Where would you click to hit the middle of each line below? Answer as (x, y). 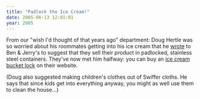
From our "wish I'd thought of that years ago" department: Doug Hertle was (100, 40)
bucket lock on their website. (42, 65)
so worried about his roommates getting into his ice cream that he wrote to (98, 46)
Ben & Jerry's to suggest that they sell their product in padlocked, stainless (99, 53)
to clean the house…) (32, 90)
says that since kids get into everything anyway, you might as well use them (100, 83)
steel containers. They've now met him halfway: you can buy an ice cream (98, 59)
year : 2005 (20, 23)
